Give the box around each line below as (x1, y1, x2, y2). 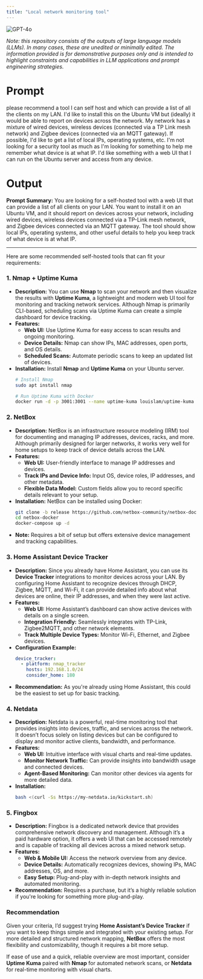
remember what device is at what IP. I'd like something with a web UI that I (6, 149, 192, 156)
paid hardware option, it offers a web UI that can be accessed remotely (14, 835, 192, 842)
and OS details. (24, 345, 62, 353)
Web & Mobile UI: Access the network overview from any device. (24, 854, 187, 862)
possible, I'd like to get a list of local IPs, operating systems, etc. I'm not (6, 136, 184, 143)
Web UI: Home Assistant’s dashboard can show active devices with (24, 605, 192, 613)
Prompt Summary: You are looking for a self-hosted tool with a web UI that (6, 197, 193, 204)
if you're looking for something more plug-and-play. (14, 893, 144, 900)
